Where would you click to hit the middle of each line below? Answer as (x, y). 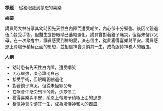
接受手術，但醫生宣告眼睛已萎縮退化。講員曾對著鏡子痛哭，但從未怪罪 (83, 34)
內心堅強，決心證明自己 (35, 73)
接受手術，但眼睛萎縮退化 (38, 79)
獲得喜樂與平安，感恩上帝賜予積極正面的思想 (57, 98)
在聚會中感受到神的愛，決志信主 (44, 92)
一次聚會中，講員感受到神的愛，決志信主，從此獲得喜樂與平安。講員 (86, 40)
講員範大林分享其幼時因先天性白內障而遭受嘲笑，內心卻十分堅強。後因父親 (79, 28)
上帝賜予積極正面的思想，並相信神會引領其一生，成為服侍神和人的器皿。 (81, 46)
